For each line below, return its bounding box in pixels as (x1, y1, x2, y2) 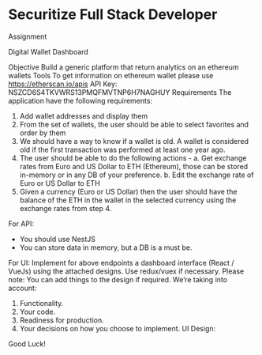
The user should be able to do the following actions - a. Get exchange (19, 153, 247, 163)
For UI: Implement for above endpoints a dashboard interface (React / (8, 258, 234, 267)
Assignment (8, 32, 47, 41)
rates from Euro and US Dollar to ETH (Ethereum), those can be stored (19, 161, 249, 171)
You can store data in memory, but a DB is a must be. (19, 243, 193, 252)
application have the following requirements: (8, 96, 152, 105)
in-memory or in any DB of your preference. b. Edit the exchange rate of (19, 170, 254, 179)
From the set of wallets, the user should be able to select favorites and (19, 119, 249, 129)
